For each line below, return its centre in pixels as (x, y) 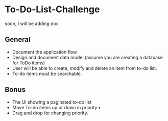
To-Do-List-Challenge (52, 9)
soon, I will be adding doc (32, 23)
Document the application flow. (45, 52)
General (18, 40)
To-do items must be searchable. (47, 74)
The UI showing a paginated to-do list (52, 102)
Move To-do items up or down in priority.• (56, 107)
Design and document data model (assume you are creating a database (87, 57)
